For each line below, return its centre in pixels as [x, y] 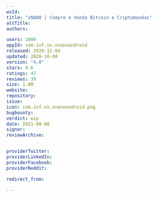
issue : [14, 102]
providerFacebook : [29, 163]
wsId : [13, 12]
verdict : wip [23, 118]
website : [17, 90]
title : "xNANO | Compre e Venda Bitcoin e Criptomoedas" [79, 18]
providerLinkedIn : [29, 157]
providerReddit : [27, 168]
